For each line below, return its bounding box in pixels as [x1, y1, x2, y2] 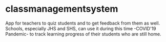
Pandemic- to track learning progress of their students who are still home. [5, 31, 161, 37]
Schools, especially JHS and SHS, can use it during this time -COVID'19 [5, 25, 156, 31]
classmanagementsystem [5, 3, 118, 15]
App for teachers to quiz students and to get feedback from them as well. [5, 20, 160, 26]
